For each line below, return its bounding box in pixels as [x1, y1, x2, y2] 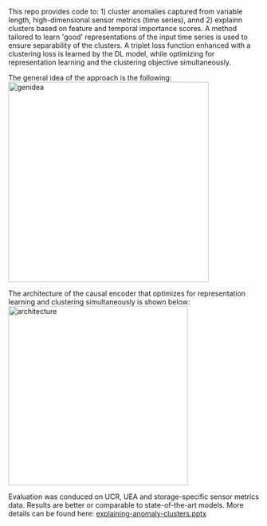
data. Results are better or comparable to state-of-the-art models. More [8, 500, 245, 509]
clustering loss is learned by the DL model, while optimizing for [8, 49, 215, 58]
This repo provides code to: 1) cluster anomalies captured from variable [8, 7, 243, 16]
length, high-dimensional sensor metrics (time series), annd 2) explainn [8, 15, 243, 25]
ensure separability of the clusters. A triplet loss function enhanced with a [8, 41, 251, 50]
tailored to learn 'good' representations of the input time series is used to [8, 32, 249, 41]
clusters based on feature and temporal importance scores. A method [8, 24, 238, 33]
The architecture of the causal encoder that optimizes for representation [8, 289, 245, 298]
